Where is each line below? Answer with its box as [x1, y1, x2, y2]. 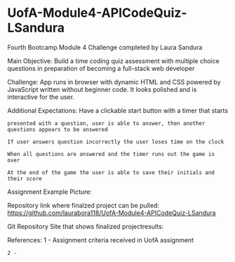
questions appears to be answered [7, 126, 109, 133]
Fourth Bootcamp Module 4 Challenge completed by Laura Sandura [7, 43, 203, 51]
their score [7, 175, 42, 182]
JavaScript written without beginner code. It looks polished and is [7, 85, 197, 93]
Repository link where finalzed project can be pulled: [7, 201, 160, 209]
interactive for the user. [7, 93, 75, 101]
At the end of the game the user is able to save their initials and [7, 169, 215, 176]
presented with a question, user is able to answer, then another [7, 119, 206, 127]
